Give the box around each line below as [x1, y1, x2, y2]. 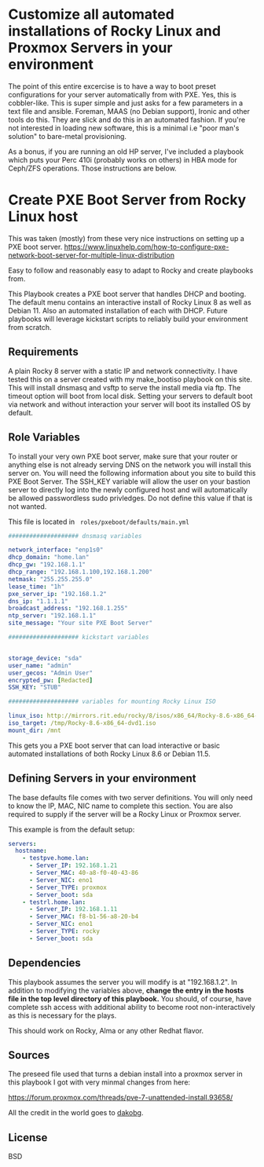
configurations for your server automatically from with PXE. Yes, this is [8, 90, 237, 99]
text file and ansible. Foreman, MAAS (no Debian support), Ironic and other [8, 106, 250, 115]
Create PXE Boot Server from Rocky [8, 191, 247, 209]
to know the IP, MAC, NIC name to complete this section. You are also [8, 801, 233, 810]
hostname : [15, 847, 47, 855]
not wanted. [8, 501, 47, 511]
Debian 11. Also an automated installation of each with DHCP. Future [8, 305, 228, 315]
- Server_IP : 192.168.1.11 [28, 905, 118, 913]
